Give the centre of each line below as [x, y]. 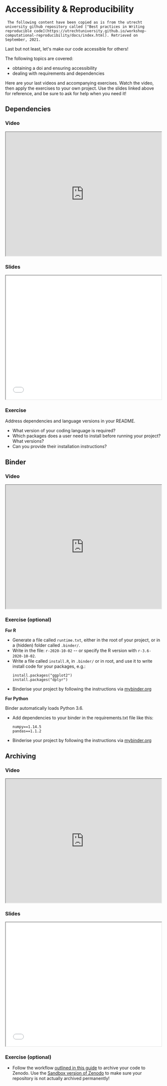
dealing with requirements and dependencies [58, 73]
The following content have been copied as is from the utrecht [75, 22]
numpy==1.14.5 [27, 727]
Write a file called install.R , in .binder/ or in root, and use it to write [82, 661]
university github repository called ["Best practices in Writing [75, 27]
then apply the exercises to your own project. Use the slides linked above [80, 88]
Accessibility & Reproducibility [70, 9]
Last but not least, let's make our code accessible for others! [67, 49]
